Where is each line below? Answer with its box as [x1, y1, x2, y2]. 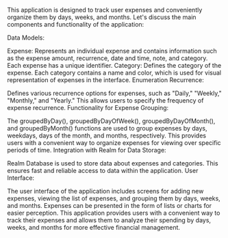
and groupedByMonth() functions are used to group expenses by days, [7, 124, 207, 132]
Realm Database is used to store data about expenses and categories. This [7, 159, 218, 167]
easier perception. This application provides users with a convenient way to [7, 209, 220, 217]
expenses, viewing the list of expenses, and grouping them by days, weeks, [7, 194, 220, 202]
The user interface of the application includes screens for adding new [7, 187, 204, 195]
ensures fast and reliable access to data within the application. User [7, 167, 199, 174]
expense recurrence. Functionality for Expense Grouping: [7, 104, 169, 111]
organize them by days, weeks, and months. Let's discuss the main [7, 13, 197, 21]
